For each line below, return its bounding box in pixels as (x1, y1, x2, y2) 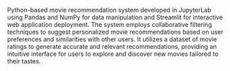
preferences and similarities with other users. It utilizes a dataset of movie (7, 35, 218, 43)
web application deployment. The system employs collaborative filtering (7, 21, 212, 28)
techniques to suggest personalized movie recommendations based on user (7, 28, 224, 36)
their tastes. (7, 57, 41, 65)
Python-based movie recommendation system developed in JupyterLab (7, 6, 212, 14)
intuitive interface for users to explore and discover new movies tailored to (7, 50, 219, 58)
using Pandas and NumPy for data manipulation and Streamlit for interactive (7, 13, 223, 21)
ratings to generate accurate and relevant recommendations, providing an (7, 43, 218, 50)
